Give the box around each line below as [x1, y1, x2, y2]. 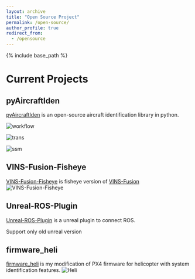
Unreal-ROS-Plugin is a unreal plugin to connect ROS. [6, 216, 136, 223]
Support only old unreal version [6, 228, 82, 235]
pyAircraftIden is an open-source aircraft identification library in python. [6, 111, 179, 118]
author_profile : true [6, 25, 59, 31]
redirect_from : [6, 30, 43, 36]
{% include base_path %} [6, 52, 68, 59]
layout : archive [6, 8, 46, 15]
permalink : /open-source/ [6, 19, 69, 25]
